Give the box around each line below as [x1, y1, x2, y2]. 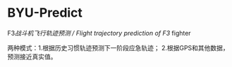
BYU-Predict [7, 5, 83, 21]
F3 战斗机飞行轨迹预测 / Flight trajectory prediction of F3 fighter [7, 29, 192, 37]
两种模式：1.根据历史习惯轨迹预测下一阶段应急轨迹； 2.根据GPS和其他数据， [7, 43, 229, 52]
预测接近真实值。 [7, 52, 57, 61]
